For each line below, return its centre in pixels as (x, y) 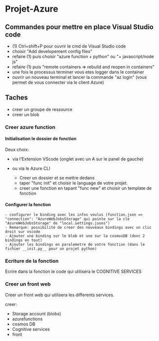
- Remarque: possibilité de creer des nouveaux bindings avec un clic (78, 228)
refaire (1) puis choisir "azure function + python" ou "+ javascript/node (83, 56)
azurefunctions (27, 319)
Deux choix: (17, 149)
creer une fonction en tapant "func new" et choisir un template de (86, 188)
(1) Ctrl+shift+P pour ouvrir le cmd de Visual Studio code (69, 46)
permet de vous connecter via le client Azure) (58, 82)
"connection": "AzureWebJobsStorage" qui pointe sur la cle (68, 219)
